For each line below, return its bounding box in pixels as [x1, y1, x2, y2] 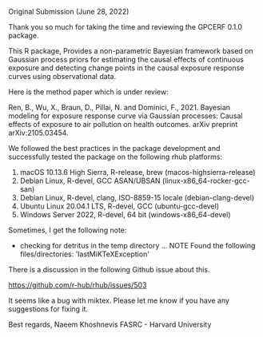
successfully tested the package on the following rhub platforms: [8, 152, 222, 161]
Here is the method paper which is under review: [8, 87, 169, 97]
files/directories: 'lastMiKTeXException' [19, 249, 150, 259]
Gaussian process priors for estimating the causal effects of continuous [8, 55, 244, 64]
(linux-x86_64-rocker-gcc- [162, 176, 250, 185]
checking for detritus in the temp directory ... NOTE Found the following [19, 241, 256, 250]
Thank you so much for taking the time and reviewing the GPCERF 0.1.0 [8, 22, 242, 31]
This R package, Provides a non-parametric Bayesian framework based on [8, 46, 253, 55]
